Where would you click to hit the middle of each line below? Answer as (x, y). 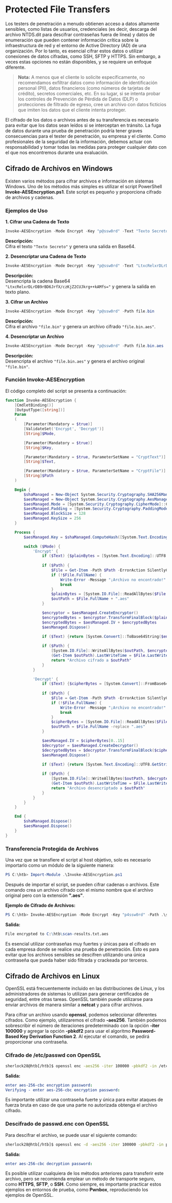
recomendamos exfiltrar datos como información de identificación (88, 83)
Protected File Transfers (58, 9)
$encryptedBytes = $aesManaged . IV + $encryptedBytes (99, 622)
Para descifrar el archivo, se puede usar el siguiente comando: (71, 1135)
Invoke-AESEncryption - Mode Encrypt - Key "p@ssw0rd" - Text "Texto (78, 231)
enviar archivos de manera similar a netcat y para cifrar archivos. (74, 1005)
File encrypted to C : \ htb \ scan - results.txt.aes (57, 934)
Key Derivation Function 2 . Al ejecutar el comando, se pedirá (84, 1036)
